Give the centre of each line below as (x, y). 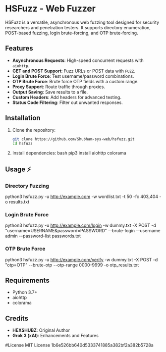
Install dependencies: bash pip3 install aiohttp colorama (69, 153)
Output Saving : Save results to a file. (50, 92)
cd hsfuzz (23, 144)
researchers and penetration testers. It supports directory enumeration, (78, 27)
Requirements (27, 280)
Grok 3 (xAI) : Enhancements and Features (55, 336)
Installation (23, 118)
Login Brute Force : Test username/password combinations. (73, 76)
